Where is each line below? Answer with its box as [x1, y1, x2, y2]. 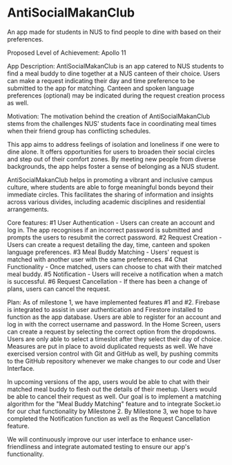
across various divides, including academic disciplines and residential [7, 197, 206, 206]
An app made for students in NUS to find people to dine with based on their [7, 28, 222, 36]
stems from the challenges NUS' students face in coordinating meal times [7, 119, 217, 127]
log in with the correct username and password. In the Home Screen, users [7, 320, 221, 328]
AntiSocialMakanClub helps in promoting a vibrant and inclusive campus [7, 175, 213, 184]
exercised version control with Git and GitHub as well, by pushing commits [7, 349, 219, 358]
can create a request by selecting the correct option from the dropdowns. [7, 327, 217, 336]
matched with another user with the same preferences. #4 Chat [7, 255, 188, 264]
